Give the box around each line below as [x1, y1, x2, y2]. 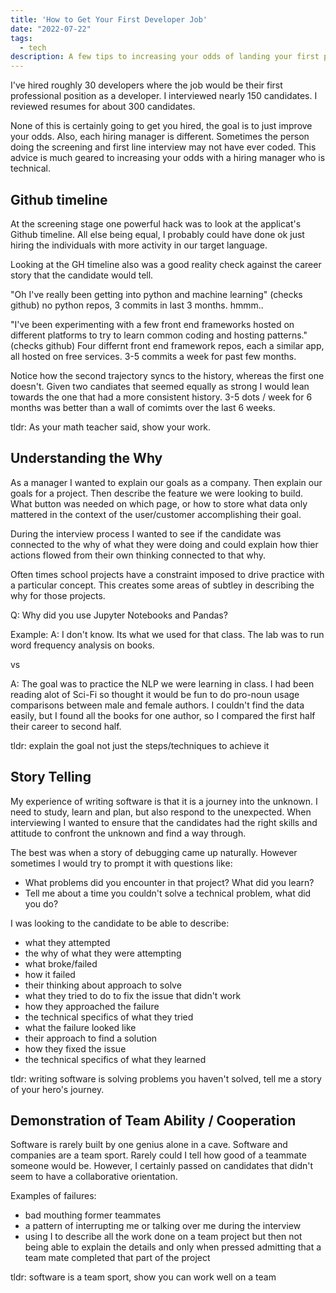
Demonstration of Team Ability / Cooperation [10, 1112, 297, 1129]
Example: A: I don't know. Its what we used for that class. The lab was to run [10, 628, 325, 640]
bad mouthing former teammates [24, 1209, 162, 1221]
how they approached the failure [24, 1000, 160, 1012]
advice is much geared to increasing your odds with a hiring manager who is [10, 152, 326, 164]
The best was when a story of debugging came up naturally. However [10, 846, 298, 858]
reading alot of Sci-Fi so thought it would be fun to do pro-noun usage [10, 688, 300, 700]
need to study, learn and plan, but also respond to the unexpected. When [10, 806, 312, 818]
